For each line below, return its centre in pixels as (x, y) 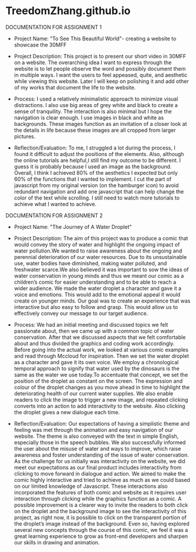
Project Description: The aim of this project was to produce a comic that (101, 238)
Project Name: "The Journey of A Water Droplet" (73, 227)
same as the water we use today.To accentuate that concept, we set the (101, 374)
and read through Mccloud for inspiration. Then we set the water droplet (101, 356)
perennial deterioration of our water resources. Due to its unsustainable (100, 257)
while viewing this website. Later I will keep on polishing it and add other (101, 81)
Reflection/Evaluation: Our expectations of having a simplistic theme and (102, 423)
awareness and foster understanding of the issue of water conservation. (101, 455)
